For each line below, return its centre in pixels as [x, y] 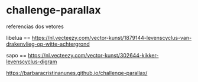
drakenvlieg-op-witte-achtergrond [48, 44]
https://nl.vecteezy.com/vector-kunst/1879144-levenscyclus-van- [112, 37]
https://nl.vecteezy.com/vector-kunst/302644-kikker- [93, 55]
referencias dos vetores [35, 26]
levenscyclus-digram [32, 61]
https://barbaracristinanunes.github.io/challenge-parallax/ [77, 73]
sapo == [16, 55]
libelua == [18, 37]
